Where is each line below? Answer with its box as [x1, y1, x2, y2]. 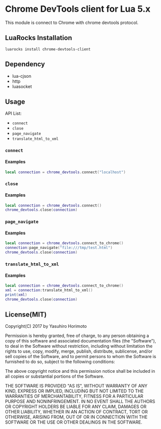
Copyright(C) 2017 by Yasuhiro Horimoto [5, 323, 87, 329]
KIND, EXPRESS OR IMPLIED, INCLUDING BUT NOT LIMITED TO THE [5, 388, 144, 394]
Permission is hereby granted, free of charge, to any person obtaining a [5, 333, 149, 339]
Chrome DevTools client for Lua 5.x [5, 3, 151, 15]
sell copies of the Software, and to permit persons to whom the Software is [5, 354, 157, 360]
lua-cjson [12, 73, 32, 79]
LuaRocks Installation [5, 34, 72, 42]
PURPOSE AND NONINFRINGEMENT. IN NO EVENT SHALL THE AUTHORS [5, 399, 156, 405]
